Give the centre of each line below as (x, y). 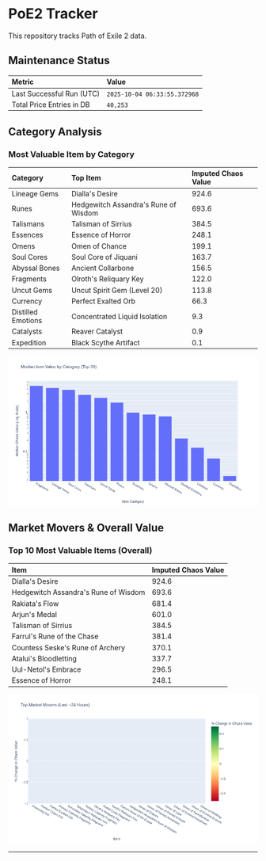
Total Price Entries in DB (51, 105)
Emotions (27, 321)
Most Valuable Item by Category (71, 154)
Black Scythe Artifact (105, 342)
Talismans (28, 224)
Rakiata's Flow (35, 604)
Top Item (86, 177)
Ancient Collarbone (103, 268)
